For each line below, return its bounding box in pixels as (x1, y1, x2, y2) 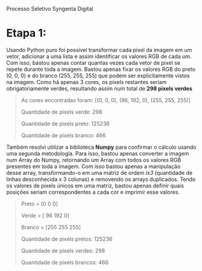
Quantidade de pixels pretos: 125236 (21, 235, 113, 243)
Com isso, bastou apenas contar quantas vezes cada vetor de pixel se (6, 59, 181, 66)
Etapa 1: (6, 27, 46, 40)
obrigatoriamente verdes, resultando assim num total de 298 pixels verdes (6, 85, 193, 92)
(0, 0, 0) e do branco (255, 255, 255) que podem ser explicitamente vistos (6, 72, 190, 79)
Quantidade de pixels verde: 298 (21, 108, 103, 116)
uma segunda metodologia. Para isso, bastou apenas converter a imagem (6, 149, 189, 157)
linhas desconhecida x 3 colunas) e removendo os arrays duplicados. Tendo (6, 175, 196, 183)
